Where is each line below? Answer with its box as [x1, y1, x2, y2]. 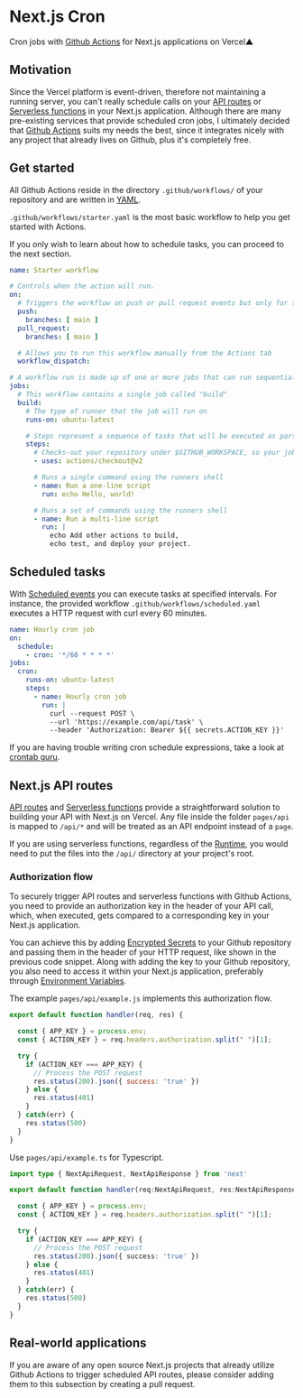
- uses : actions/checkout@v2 [32, 457, 143, 466]
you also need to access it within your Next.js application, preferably [9, 966, 264, 977]
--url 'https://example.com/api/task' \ [49, 718, 204, 727]
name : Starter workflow [9, 265, 99, 274]
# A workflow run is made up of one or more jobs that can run [9, 373, 252, 383]
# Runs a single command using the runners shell [32, 473, 224, 482]
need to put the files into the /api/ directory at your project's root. [9, 848, 255, 859]
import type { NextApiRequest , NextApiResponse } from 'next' [9, 1169, 248, 1179]
